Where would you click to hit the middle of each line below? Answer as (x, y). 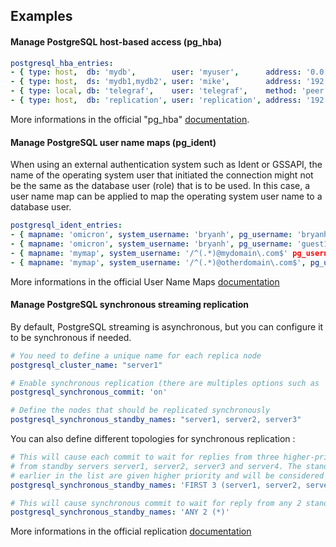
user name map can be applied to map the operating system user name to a (166, 196)
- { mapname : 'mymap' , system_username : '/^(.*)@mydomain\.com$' (149, 253)
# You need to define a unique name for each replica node (136, 355)
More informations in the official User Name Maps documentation (145, 281)
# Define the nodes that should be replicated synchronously (140, 410)
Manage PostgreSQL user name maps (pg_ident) (113, 142)
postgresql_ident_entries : (66, 225)
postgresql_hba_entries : (62, 63)
